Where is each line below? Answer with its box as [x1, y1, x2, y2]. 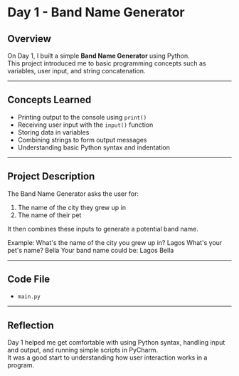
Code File [7, 273, 51, 286]
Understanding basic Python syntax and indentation [17, 143, 171, 152]
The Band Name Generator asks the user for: [7, 189, 139, 198]
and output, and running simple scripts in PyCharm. [7, 346, 159, 355]
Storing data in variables [17, 127, 90, 136]
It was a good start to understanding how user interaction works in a [7, 353, 208, 362]
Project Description [7, 170, 95, 182]
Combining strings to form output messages [17, 135, 147, 144]
